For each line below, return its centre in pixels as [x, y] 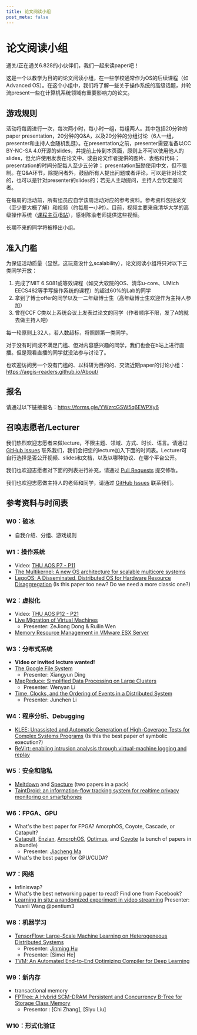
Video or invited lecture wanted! [55, 662]
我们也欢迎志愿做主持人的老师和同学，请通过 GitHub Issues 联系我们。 [91, 482]
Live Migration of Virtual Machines [56, 620]
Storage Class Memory [42, 1003]
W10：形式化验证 [31, 1026]
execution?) [29, 742]
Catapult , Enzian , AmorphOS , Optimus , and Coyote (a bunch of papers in [103, 839]
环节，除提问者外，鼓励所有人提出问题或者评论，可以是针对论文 [109, 173]
